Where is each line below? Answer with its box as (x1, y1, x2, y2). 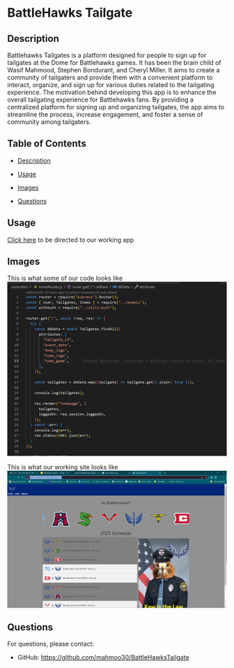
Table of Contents (7, 138, 87, 150)
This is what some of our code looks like (7, 274, 123, 283)
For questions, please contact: (7, 639, 95, 648)
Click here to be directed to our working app (7, 235, 134, 244)
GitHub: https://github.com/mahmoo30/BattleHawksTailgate (17, 653, 189, 662)
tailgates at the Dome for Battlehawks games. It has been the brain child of (7, 59, 221, 67)
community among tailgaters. (7, 118, 91, 126)
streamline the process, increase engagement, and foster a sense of (7, 110, 203, 118)
